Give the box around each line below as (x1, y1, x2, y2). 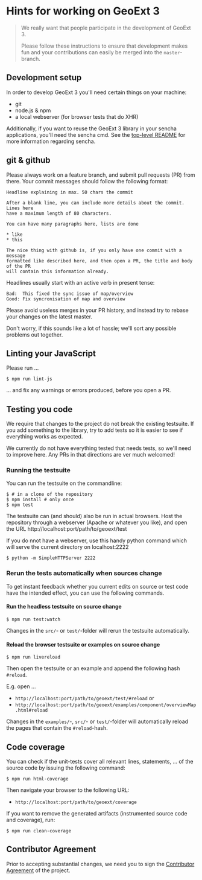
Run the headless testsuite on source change (6, 603, 122, 610)
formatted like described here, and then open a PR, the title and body (6, 258, 193, 264)
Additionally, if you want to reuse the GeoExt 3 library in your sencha (6, 125, 177, 132)
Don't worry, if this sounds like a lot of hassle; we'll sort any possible (6, 324, 177, 332)
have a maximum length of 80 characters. (6, 210, 112, 217)
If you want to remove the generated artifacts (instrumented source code (6, 810, 188, 817)
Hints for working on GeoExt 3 (6, 4, 160, 18)
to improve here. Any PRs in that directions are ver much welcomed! (6, 451, 175, 458)
